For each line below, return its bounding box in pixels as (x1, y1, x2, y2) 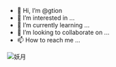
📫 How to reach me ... (16, 36, 81, 44)
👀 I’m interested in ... (16, 14, 75, 22)
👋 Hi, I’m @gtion (16, 7, 63, 14)
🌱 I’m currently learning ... (16, 21, 90, 29)
